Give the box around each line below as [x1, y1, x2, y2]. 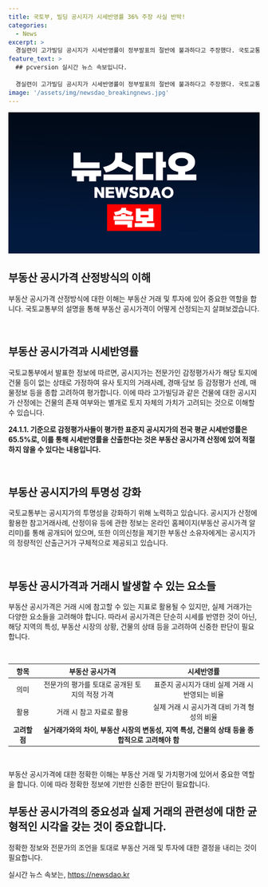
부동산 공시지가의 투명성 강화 [8, 485, 142, 499]
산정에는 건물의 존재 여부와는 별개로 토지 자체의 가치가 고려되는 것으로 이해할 [16, 398, 255, 407]
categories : [8, 21, 48, 30]
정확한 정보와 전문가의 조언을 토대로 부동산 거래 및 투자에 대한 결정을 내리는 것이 [8, 842, 258, 852]
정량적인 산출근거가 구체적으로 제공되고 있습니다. [16, 538, 168, 548]
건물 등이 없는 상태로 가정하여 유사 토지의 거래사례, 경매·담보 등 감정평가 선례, [8, 378, 249, 387]
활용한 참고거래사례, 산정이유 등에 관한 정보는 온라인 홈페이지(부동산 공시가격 [8, 518, 247, 528]
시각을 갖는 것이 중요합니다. [39, 820, 167, 834]
